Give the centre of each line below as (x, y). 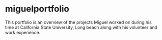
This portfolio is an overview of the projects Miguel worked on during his (79, 22)
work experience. (23, 32)
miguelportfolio (37, 9)
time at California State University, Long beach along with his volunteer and (81, 27)
